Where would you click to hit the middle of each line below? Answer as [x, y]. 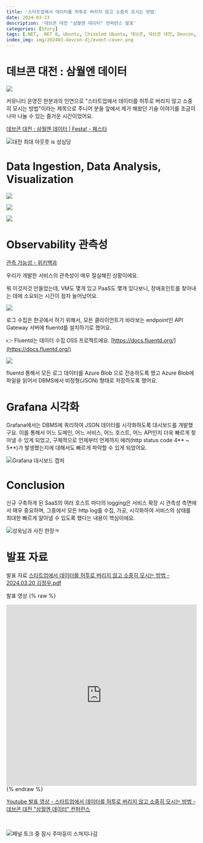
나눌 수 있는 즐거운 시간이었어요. [55, 116]
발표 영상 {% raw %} [31, 595]
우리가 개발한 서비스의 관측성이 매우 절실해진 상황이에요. [72, 275]
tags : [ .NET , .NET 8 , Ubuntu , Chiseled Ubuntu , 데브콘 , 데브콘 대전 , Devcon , [101, 34]
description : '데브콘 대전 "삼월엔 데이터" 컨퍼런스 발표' [71, 23]
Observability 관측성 [57, 245]
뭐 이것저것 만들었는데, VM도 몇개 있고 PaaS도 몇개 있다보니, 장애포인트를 [93, 288]
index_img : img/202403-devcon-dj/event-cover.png [70, 40]
